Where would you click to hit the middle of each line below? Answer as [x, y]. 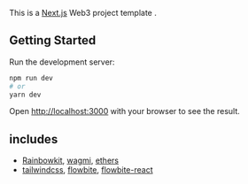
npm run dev [31, 78]
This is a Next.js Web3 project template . [83, 13]
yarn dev [25, 95]
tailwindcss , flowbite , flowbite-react [87, 170]
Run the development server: [62, 62]
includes [34, 139]
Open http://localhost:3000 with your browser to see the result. [125, 111]
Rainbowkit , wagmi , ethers [70, 161]
